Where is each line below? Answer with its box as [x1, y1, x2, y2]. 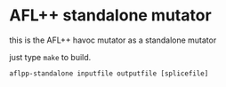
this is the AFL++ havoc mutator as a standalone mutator [9, 35, 217, 45]
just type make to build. [9, 51, 92, 62]
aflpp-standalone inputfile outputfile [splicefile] [9, 68, 209, 78]
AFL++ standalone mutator [9, 5, 212, 26]
